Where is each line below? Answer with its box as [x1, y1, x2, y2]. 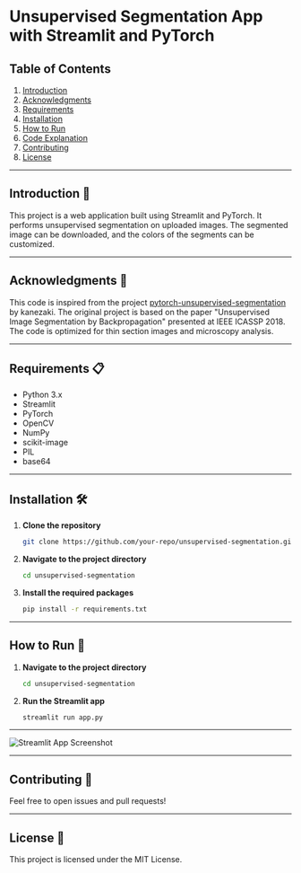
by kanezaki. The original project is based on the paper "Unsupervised [9, 306, 271, 317]
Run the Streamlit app [21, 695, 106, 706]
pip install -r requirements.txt [21, 604, 148, 613]
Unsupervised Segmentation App [9, 6, 263, 27]
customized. [9, 238, 56, 249]
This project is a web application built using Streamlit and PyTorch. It [9, 209, 262, 221]
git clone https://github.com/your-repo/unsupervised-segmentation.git [21, 537, 296, 547]
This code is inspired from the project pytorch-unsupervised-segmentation [9, 296, 287, 307]
